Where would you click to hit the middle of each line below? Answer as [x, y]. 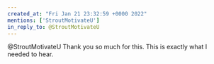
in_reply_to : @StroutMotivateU [53, 27]
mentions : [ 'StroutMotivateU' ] [53, 20]
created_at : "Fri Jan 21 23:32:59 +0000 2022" [77, 14]
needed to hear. [30, 54]
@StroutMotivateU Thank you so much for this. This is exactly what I [107, 47]
